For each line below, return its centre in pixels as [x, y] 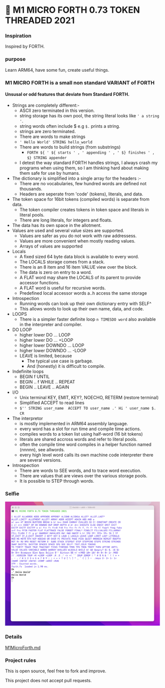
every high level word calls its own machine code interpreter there [86, 455]
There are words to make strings [53, 137]
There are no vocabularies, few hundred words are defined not [83, 183]
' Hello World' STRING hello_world [56, 142]
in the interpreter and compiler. [51, 324]
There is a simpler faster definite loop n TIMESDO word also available [88, 319]
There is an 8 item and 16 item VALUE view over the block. [78, 267]
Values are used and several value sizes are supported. [68, 230]
